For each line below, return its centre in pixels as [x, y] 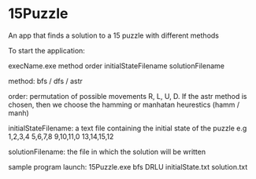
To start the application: [46, 50]
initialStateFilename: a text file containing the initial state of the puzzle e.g [128, 128]
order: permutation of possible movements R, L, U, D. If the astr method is [128, 96]
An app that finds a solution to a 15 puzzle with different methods [113, 35]
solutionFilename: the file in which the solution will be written [107, 152]
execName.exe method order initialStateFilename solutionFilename [116, 66]
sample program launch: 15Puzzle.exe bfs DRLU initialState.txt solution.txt [128, 166]
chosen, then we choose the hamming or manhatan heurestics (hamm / [124, 104]
